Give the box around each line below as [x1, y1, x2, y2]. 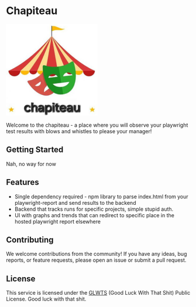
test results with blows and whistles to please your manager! [6, 127, 152, 134]
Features [6, 177, 39, 187]
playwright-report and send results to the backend [14, 199, 136, 206]
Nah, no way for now [6, 160, 57, 167]
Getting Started [6, 145, 64, 155]
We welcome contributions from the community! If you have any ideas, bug [6, 251, 187, 258]
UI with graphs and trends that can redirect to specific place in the [14, 211, 174, 218]
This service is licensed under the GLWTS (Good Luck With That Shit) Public [6, 289, 191, 296]
